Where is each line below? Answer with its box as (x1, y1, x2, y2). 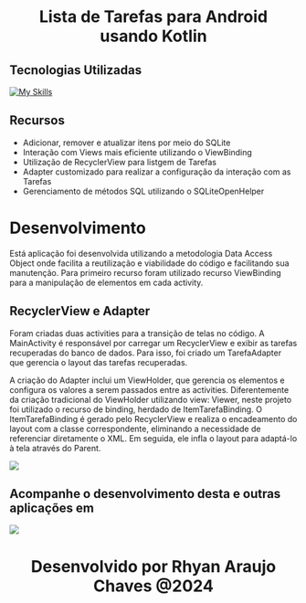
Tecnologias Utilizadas (9, 62, 142, 78)
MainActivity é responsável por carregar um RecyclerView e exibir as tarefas (9, 337, 298, 348)
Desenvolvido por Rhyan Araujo (30, 555, 277, 577)
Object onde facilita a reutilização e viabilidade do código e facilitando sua (9, 258, 290, 269)
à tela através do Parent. (9, 442, 101, 453)
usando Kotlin (100, 26, 207, 47)
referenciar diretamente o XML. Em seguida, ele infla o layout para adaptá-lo (9, 432, 298, 444)
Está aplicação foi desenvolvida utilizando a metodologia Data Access (9, 248, 273, 259)
